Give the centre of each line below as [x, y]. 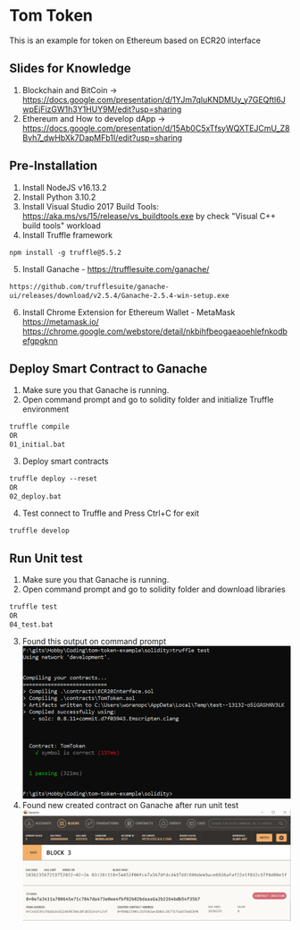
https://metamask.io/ [61, 321]
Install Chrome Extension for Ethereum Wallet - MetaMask [129, 312]
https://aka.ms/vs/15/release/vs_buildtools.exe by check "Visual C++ [149, 216]
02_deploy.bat [36, 497]
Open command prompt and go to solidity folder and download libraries [154, 589]
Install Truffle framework [67, 235]
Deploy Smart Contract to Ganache [108, 368]
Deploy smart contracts [65, 461]
